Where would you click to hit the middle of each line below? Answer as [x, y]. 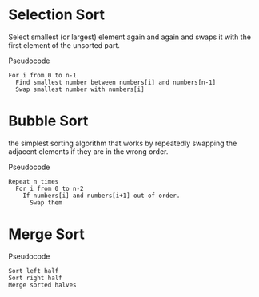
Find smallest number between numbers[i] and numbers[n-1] [116, 82]
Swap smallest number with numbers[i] [80, 89]
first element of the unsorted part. [64, 45]
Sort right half [35, 278]
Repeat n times [34, 181]
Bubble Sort [48, 121]
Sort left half [34, 271]
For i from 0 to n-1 [43, 75]
